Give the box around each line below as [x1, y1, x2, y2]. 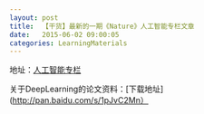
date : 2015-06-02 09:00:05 [9, 30, 120, 39]
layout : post [9, 13, 59, 23]
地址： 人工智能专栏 [9, 64, 82, 75]
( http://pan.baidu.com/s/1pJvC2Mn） [9, 95, 149, 106]
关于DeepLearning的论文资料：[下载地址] [9, 83, 164, 95]
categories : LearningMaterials [9, 38, 128, 48]
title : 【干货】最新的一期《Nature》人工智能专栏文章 [9, 22, 195, 31]
